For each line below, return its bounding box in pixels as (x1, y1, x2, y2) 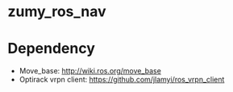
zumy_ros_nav (7, 2, 106, 21)
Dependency (7, 40, 96, 58)
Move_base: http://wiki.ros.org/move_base (19, 66, 162, 76)
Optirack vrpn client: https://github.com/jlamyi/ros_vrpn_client (19, 75, 225, 85)
